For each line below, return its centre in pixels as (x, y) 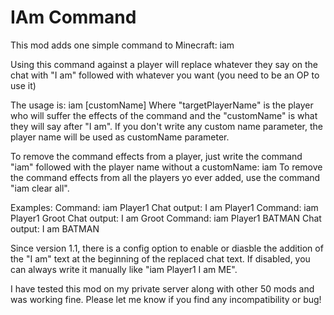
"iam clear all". (40, 188)
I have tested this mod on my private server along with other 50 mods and (162, 288)
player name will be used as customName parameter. (120, 137)
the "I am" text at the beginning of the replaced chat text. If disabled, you (160, 258)
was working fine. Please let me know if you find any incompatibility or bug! (166, 299)
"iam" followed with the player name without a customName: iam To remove (166, 167)
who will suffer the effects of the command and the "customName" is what (164, 115)
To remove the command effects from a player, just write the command (156, 156)
